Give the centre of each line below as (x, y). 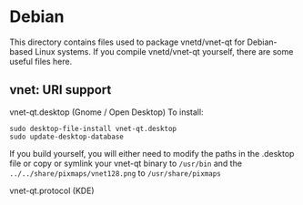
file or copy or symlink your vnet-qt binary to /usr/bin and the (126, 163)
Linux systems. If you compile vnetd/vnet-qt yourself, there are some (164, 51)
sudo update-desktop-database (67, 137)
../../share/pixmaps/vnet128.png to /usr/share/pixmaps (115, 173)
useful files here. (41, 61)
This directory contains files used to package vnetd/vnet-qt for (127, 42)
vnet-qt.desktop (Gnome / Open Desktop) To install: (106, 112)
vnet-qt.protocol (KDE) (52, 190)
